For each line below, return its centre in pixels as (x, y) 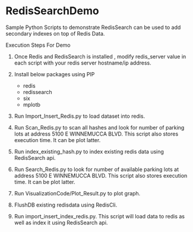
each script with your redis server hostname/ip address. (83, 63)
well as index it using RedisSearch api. (61, 223)
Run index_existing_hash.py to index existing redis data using (89, 152)
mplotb (32, 104)
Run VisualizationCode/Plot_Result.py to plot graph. (77, 193)
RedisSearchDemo (52, 11)
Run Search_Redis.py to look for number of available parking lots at (96, 169)
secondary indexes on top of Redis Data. (55, 33)
